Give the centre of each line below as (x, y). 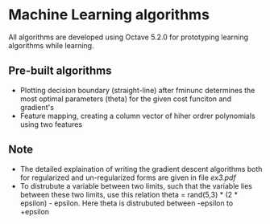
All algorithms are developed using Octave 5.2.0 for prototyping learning (128, 37)
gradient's (37, 107)
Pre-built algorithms (60, 71)
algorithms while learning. (51, 45)
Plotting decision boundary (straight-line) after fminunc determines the (137, 90)
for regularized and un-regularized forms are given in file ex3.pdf (128, 177)
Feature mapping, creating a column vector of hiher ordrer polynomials (137, 116)
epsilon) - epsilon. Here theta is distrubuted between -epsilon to (127, 203)
